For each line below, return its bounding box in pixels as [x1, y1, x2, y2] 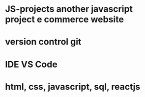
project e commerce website [5, 14, 124, 25]
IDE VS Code [5, 59, 58, 70]
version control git [5, 36, 82, 48]
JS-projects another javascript [5, 3, 133, 15]
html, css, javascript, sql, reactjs [5, 81, 141, 92]
